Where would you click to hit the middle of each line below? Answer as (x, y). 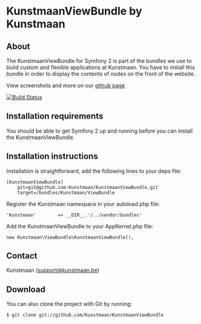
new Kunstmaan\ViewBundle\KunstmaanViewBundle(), (70, 237)
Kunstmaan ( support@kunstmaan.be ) (53, 270)
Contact (22, 256)
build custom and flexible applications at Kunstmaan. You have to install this (101, 67)
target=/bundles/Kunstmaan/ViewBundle (66, 193)
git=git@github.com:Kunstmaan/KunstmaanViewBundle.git (88, 187)
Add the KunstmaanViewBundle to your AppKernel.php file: (80, 226)
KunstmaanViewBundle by (74, 11)
